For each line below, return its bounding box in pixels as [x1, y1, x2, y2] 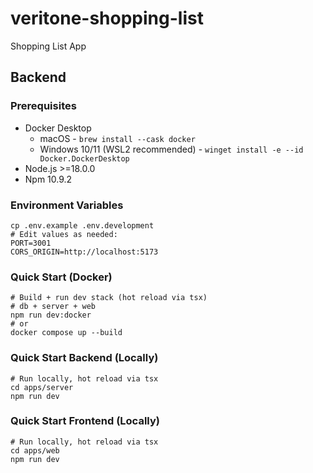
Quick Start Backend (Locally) [10, 351, 159, 365]
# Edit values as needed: [10, 229, 118, 239]
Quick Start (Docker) [10, 270, 113, 284]
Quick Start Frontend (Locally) [10, 414, 160, 428]
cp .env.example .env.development [10, 220, 155, 231]
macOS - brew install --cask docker [39, 132, 196, 144]
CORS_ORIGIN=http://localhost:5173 [10, 247, 159, 257]
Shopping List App [10, 40, 87, 52]
